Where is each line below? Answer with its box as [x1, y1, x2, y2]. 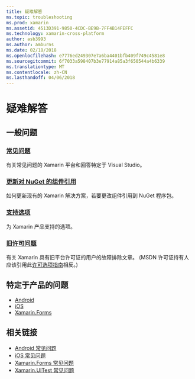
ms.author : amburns [6, 42, 54, 48]
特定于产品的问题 [6, 280, 69, 290]
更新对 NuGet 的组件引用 [6, 177, 77, 185]
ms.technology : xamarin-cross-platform [6, 31, 105, 37]
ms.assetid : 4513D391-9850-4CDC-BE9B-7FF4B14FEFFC [6, 25, 134, 31]
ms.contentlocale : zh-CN [6, 69, 67, 75]
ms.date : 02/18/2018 [6, 47, 57, 53]
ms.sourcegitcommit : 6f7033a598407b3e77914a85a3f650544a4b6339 [6, 58, 165, 64]
